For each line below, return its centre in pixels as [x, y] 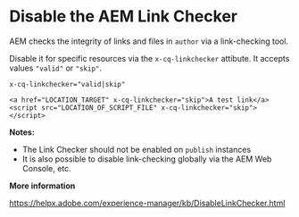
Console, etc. [46, 168]
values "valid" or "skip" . [56, 68]
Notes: [22, 132]
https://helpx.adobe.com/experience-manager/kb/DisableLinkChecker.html [147, 203]
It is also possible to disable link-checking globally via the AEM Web [147, 159]
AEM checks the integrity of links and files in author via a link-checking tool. [149, 41]
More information [42, 186]
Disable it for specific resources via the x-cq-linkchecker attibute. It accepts [149, 58]
